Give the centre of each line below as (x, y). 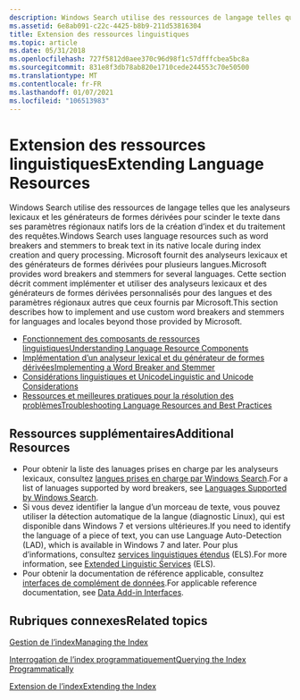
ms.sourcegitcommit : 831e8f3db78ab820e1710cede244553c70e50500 (129, 68)
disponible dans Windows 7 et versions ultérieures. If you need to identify (156, 526)
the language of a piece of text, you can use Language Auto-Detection (152, 536)
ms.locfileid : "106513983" (59, 101)
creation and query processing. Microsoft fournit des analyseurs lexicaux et (149, 255)
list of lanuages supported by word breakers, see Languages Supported (154, 488)
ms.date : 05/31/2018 (48, 51)
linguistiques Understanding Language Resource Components (135, 349)
